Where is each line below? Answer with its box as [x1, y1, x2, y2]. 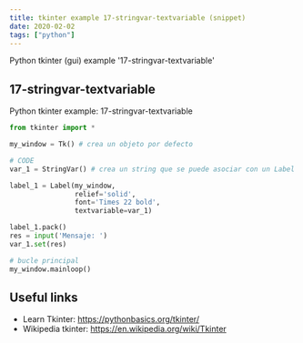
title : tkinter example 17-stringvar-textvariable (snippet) [9, 13, 247, 23]
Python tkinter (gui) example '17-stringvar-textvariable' [9, 55, 216, 66]
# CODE [9, 156, 35, 165]
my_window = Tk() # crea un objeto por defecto [9, 140, 194, 149]
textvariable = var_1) [74, 207, 153, 216]
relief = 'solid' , [74, 189, 136, 198]
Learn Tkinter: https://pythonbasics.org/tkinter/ [22, 314, 200, 325]
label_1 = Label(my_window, [9, 181, 116, 190]
